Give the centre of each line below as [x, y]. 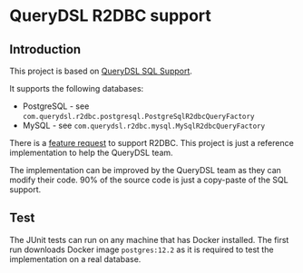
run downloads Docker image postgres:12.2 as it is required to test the [142, 249]
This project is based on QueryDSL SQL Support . [101, 71]
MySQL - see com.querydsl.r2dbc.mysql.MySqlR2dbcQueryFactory [144, 125]
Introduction [45, 49]
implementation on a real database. [75, 258]
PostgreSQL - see [56, 106]
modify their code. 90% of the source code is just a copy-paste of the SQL [149, 180]
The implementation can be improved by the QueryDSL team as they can [145, 170]
